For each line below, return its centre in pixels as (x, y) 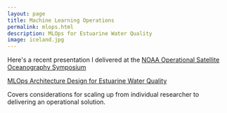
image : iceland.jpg (36, 40)
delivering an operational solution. (57, 102)
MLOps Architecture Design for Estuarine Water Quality (87, 81)
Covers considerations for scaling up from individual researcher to (103, 95)
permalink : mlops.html (40, 27)
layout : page (26, 14)
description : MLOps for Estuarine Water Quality (80, 33)
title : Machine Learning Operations (61, 20)
